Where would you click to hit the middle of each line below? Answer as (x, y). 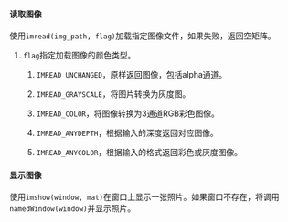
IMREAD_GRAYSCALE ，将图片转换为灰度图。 (113, 94)
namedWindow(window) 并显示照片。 (73, 208)
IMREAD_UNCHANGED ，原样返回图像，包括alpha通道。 (132, 75)
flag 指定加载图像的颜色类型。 (79, 56)
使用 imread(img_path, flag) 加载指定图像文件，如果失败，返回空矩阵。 (143, 36)
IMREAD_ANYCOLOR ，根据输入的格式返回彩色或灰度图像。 (139, 153)
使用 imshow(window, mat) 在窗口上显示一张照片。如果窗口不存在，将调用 (145, 197)
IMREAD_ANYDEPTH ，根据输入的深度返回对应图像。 (127, 133)
